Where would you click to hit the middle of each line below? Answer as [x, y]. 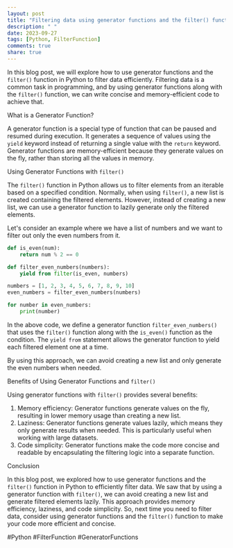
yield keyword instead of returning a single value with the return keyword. [114, 143]
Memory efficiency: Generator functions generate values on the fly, [113, 408]
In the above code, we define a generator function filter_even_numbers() [112, 324]
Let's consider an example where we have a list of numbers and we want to [115, 228]
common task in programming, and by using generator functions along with [115, 87]
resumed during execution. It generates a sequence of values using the [109, 135]
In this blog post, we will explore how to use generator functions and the [110, 72]
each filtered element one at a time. [58, 347]
